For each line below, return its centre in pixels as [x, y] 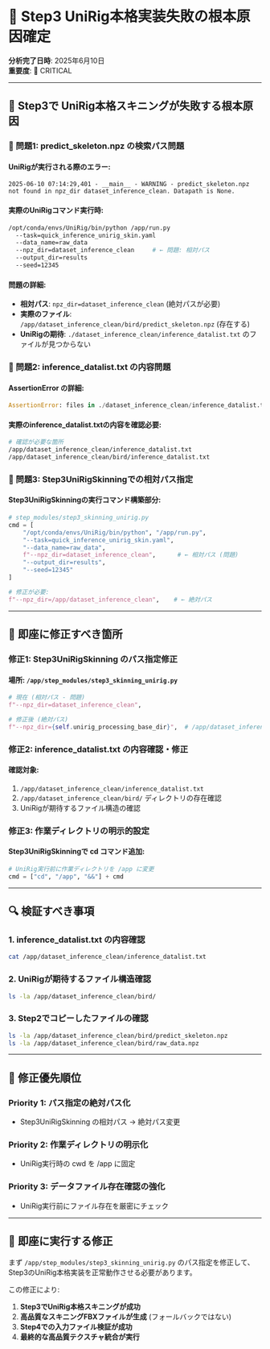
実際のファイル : [46, 314]
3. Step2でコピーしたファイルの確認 [78, 1019]
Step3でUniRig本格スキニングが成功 [80, 1306]
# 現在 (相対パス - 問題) [47, 698]
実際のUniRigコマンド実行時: [56, 210]
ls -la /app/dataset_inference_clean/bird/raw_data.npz [104, 1043]
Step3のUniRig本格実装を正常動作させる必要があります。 [102, 1272]
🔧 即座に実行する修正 [61, 1241]
